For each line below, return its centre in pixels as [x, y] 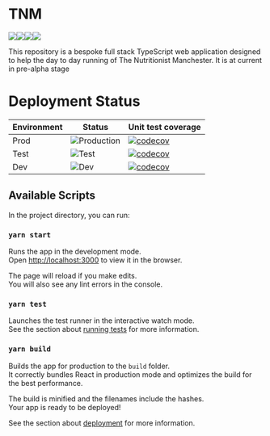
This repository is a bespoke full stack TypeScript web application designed [135, 51]
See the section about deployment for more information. [102, 423]
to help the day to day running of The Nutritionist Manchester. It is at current [135, 60]
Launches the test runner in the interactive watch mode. [102, 321]
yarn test [27, 304]
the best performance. [46, 383]
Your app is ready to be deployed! [65, 407]
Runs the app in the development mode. [75, 251]
